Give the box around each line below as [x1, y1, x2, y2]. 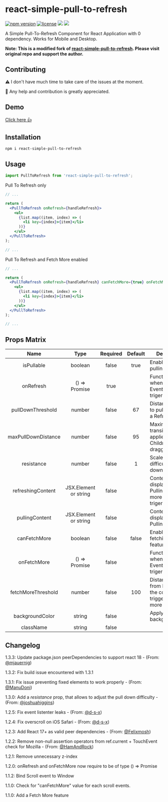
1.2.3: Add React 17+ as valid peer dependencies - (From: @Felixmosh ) [5, 728, 151, 734]
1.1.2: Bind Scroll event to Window [5, 772, 74, 778]
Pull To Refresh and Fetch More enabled [5, 256, 88, 262]
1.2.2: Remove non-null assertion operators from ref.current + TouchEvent [5, 738, 157, 744]
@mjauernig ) [5, 660, 32, 666]
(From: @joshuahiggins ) [5, 699, 54, 705]
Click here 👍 [5, 116, 32, 122]
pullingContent [16, 514, 51, 521]
